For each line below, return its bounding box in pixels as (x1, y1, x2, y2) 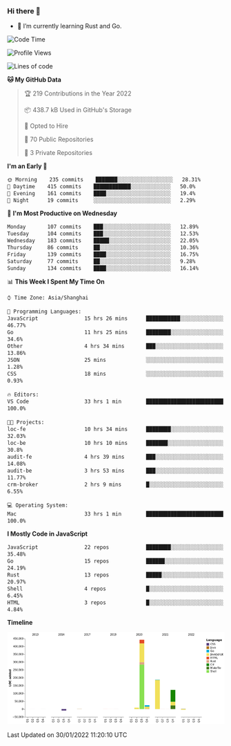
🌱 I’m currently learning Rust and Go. (17, 22, 122, 30)
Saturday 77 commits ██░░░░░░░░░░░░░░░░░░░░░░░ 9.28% (7, 258, 196, 265)
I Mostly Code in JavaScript (7, 529, 88, 538)
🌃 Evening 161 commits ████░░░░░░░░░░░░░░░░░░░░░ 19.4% (7, 190, 196, 197)
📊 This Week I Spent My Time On (7, 278, 105, 286)
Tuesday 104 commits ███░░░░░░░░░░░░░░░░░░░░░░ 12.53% (7, 230, 199, 237)
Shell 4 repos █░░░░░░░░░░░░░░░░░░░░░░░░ (7, 585, 224, 592)
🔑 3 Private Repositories (23, 149, 93, 157)
